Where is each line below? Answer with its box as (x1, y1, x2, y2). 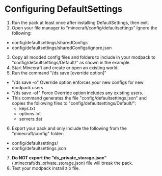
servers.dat (19, 116, 43, 122)
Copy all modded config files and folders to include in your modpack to (11, 54, 156, 60)
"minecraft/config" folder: (11, 130, 64, 136)
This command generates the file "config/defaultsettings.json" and (11, 95, 147, 101)
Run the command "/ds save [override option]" (11, 70, 107, 75)
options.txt (19, 110, 41, 116)
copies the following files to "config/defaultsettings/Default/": (11, 100, 136, 106)
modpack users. (11, 84, 45, 90)
